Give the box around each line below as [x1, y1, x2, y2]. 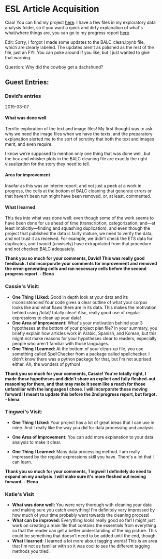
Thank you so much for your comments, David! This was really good [5, 255, 145, 261]
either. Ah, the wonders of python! [12, 361, 81, 367]
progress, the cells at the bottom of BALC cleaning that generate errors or [5, 188, 152, 194]
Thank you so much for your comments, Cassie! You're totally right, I [5, 371, 147, 376]
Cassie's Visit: [5, 283, 40, 290]
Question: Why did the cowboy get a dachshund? [5, 64, 103, 70]
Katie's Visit [5, 491, 34, 497]
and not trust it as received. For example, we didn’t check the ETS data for [5, 236, 153, 241]
